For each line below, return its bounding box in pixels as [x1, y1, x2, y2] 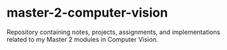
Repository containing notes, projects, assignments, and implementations [6, 28, 221, 36]
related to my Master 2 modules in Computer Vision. [6, 35, 158, 43]
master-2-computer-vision [6, 5, 168, 21]
